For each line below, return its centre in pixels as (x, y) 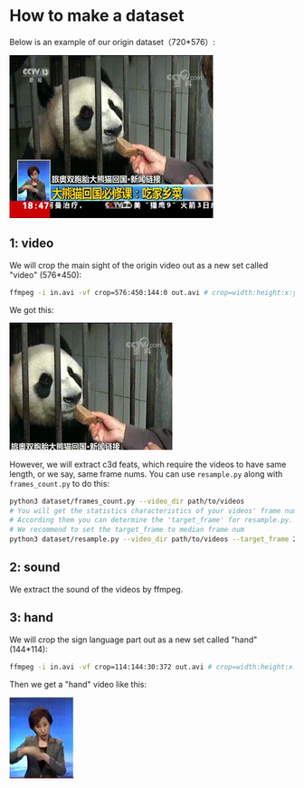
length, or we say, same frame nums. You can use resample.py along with (146, 474)
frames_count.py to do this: (60, 483)
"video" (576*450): (46, 275)
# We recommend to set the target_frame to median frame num (127, 530)
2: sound (35, 568)
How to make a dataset (97, 16)
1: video (32, 244)
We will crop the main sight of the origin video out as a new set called (139, 265)
